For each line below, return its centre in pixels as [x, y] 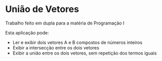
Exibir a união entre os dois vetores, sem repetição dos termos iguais [85, 53]
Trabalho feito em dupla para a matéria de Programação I [65, 23]
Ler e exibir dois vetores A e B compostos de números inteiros [77, 42]
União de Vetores [42, 9]
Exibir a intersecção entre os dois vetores [56, 47]
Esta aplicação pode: [27, 32]
